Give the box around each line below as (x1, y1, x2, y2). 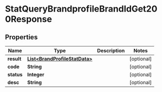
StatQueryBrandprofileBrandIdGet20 (5, 3, 158, 15)
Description (97, 47, 125, 54)
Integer (27, 71, 45, 78)
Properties (5, 33, 38, 41)
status (7, 71, 23, 78)
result (7, 56, 22, 62)
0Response (5, 14, 52, 25)
